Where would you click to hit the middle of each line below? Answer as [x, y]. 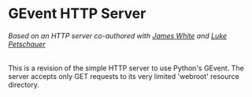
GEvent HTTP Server [77, 14]
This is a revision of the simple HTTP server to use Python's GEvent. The [126, 68]
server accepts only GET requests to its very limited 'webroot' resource [124, 77]
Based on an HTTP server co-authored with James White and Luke [117, 35]
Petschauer [27, 44]
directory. [24, 85]
